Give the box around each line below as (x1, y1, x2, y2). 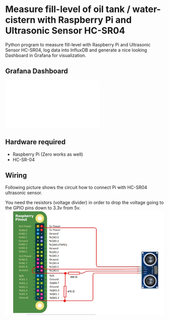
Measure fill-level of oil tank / (5, 4, 131, 15)
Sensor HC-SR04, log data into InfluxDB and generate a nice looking (5, 47, 147, 53)
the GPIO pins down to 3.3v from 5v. (5, 205, 81, 211)
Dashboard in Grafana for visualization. (5, 52, 87, 58)
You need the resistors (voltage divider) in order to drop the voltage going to (5, 200, 164, 206)
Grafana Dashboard (5, 67, 68, 76)
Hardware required (5, 138, 66, 147)
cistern (5, 14, 36, 26)
